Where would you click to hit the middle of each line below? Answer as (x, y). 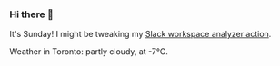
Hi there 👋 (32, 14)
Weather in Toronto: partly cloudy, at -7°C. (89, 52)
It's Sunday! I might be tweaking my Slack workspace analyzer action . (140, 34)
